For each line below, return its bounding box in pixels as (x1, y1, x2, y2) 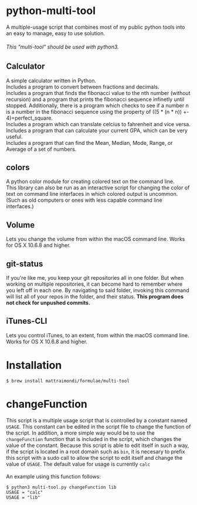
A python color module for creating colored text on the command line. (6, 178, 175, 185)
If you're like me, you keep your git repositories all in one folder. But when (6, 274, 184, 281)
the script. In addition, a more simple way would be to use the (6, 429, 155, 436)
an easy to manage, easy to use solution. (6, 29, 106, 36)
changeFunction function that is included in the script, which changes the (6, 435, 182, 442)
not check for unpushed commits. (6, 299, 91, 306)
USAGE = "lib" (6, 494, 41, 500)
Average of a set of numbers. (6, 145, 77, 152)
